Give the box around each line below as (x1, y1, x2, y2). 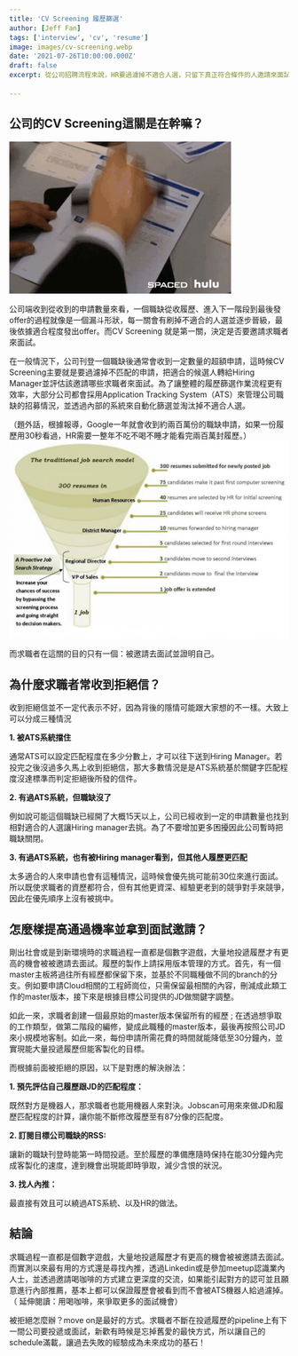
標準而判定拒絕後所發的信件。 (32, 773, 142, 784)
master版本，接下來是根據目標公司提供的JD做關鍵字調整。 (24, 991, 239, 1003)
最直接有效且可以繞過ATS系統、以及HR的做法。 (9, 1198, 183, 1209)
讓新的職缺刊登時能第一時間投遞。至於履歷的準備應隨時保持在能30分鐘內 (9, 1149, 276, 1160)
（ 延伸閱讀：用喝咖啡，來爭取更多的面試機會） (9, 1296, 183, 1306)
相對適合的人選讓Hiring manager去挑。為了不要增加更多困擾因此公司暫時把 (9, 822, 284, 833)
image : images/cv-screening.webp (9, 43, 133, 52)
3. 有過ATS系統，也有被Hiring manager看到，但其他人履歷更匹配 (9, 852, 248, 863)
